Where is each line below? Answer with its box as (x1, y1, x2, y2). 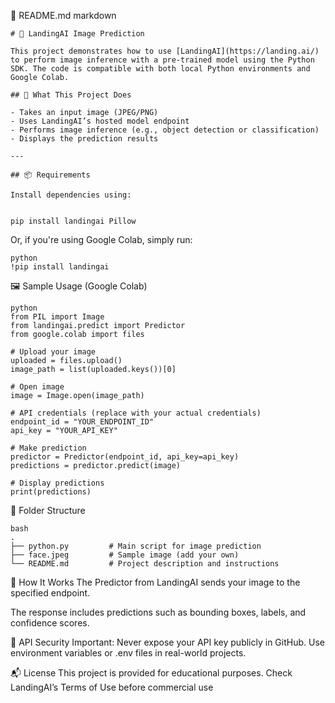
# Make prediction (10, 443, 87, 453)
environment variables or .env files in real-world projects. (10, 647, 247, 659)
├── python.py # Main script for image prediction (10, 541, 262, 551)
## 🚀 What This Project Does (10, 90, 132, 100)
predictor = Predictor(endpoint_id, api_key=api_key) (10, 452, 240, 462)
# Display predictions (10, 478, 105, 488)
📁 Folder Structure (10, 505, 86, 516)
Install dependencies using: (10, 190, 132, 200)
